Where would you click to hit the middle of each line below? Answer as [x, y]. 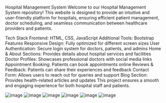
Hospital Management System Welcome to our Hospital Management [76, 7]
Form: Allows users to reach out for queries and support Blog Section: [76, 75]
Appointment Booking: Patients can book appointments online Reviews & [79, 64]
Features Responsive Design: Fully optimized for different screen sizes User [83, 43]
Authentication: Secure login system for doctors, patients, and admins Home [83, 49]
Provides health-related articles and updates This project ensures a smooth [82, 80]
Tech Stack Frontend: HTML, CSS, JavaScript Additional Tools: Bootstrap [80, 38]
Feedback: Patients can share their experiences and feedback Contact [77, 70]
